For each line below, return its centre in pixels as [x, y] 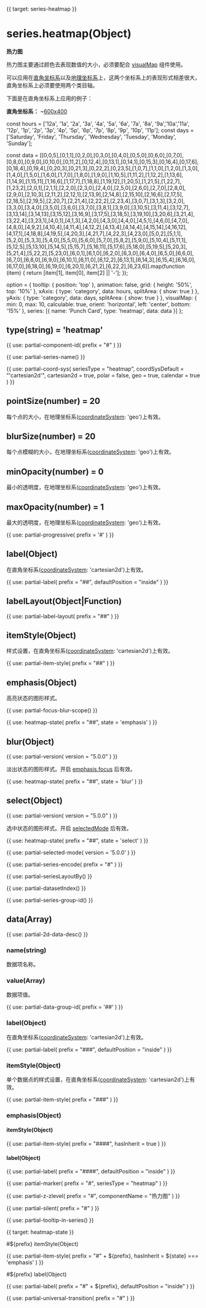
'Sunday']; [19, 143]
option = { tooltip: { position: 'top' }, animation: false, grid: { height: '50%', [99, 285]
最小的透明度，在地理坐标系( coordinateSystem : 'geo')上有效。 [85, 487]
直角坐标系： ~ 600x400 [37, 111]
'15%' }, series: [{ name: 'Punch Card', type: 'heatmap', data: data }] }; [95, 310]
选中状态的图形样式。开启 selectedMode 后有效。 [69, 828]
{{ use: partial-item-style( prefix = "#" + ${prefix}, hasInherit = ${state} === [102, 1256]
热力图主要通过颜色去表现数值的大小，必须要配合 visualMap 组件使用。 [96, 65]
